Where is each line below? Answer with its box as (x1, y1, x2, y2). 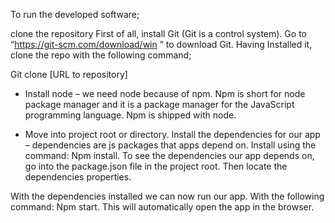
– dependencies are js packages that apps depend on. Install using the (24, 139, 317, 151)
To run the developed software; (10, 9, 140, 20)
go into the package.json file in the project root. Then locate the (24, 160, 288, 172)
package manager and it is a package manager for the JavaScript (24, 99, 295, 110)
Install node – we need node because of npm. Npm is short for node (24, 88, 306, 99)
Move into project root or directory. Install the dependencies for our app (24, 129, 321, 140)
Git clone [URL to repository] (10, 69, 128, 80)
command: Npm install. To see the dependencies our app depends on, (24, 150, 315, 161)
